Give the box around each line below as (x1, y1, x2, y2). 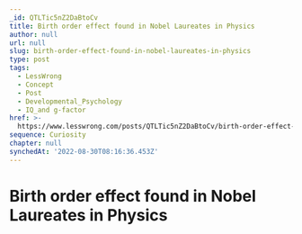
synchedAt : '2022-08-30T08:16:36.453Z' (9, 147, 159, 156)
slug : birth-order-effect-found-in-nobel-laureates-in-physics (9, 47, 252, 56)
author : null (9, 30, 58, 39)
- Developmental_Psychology (17, 96, 123, 106)
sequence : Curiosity (9, 130, 87, 139)
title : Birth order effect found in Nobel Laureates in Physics (9, 22, 255, 31)
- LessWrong (17, 72, 63, 81)
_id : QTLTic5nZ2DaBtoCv (9, 13, 99, 22)
